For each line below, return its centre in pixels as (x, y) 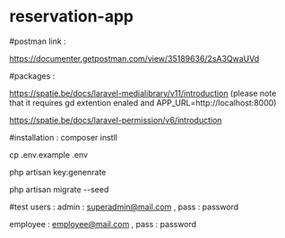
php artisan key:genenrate (58, 172)
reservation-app (72, 17)
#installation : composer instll (64, 137)
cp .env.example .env (48, 155)
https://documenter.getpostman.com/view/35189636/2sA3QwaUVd (134, 58)
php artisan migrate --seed (59, 189)
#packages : (32, 76)
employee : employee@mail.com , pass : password (103, 224)
